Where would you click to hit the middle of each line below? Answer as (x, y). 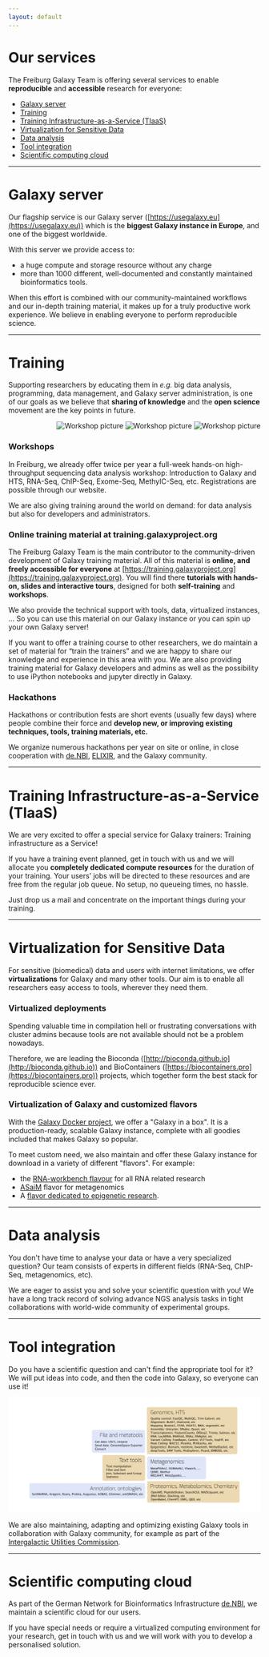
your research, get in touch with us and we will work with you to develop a (131, 1636)
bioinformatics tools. (54, 282)
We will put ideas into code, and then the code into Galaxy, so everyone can (133, 1377)
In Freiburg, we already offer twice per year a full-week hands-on (116, 464)
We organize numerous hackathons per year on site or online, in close (124, 747)
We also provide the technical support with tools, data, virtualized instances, (134, 610)
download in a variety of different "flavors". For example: (102, 1163)
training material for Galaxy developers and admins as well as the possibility (133, 668)
